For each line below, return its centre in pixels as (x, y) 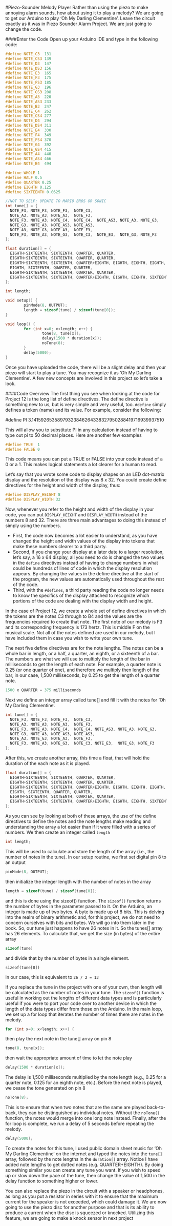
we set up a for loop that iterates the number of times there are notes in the (84, 1014)
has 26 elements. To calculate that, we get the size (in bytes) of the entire (83, 933)
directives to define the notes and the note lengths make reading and (78, 821)
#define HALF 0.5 (24, 177)
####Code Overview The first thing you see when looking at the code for (83, 393)
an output (15, 862)
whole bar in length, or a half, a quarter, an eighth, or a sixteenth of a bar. (82, 654)
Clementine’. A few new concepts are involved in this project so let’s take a (84, 378)
